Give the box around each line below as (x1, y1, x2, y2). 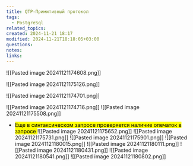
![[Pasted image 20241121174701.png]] (6, 92, 100, 99)
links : (6, 53, 23, 59)
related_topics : (6, 25, 46, 31)
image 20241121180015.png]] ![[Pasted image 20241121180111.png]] (14, 140, 179, 147)
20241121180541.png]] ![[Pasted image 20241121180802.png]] (14, 152, 166, 160)
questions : (6, 42, 33, 48)
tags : (6, 14, 20, 20)
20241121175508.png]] (6, 110, 61, 117)
